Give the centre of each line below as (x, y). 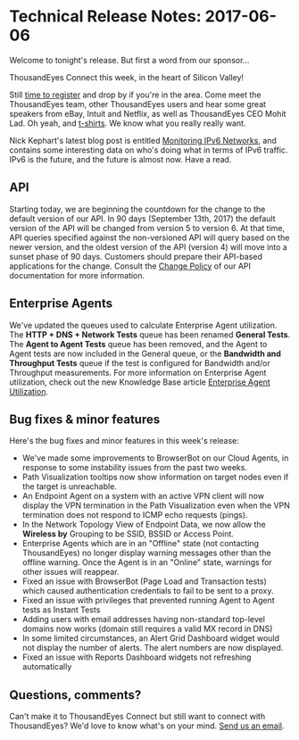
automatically (47, 667)
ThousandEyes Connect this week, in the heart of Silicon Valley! (126, 77)
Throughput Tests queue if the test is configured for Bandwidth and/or (140, 362)
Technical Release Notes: (106, 17)
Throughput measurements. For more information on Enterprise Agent (138, 372)
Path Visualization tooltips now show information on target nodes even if (155, 477)
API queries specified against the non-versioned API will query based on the (149, 237)
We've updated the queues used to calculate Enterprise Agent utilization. (143, 325)
